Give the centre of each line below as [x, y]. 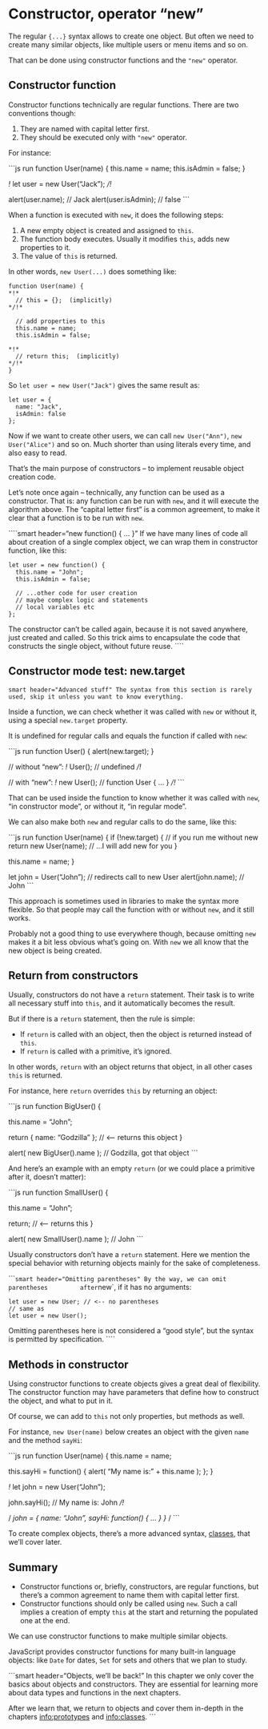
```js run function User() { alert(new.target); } [81, 751]
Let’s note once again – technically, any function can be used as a [117, 492]
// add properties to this [60, 321]
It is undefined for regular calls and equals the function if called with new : [128, 736]
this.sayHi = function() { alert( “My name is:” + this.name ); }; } [111, 1472]
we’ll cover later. [35, 1542]
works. [20, 917]
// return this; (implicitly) [68, 356]
